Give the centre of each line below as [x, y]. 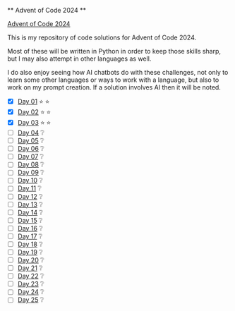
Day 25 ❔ [31, 300]
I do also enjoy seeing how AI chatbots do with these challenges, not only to [118, 72]
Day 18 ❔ [30, 244]
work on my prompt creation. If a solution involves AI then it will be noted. [114, 87]
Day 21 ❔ [30, 268]
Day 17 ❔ [30, 236]
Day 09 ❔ [31, 173]
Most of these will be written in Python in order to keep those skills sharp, [114, 51]
